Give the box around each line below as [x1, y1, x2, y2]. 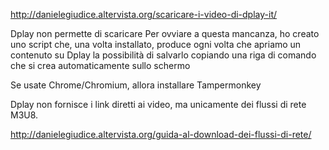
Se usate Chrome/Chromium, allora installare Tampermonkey [10, 79, 262, 91]
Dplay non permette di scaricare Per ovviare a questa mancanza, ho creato [10, 28, 320, 39]
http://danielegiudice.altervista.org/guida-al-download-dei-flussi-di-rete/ [10, 129, 312, 140]
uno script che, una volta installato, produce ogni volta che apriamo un [10, 39, 302, 50]
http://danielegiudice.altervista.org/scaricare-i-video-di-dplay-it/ [10, 9, 278, 20]
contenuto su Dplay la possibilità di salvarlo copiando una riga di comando [10, 49, 317, 61]
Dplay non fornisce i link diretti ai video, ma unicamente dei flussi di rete [10, 99, 307, 110]
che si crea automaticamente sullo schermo [10, 60, 191, 71]
